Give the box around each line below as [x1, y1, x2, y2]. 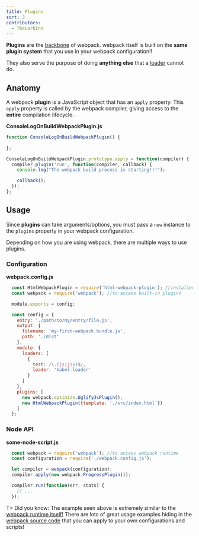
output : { [17, 323, 41, 329]
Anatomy [6, 83, 41, 93]
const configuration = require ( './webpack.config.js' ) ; [11, 455, 152, 462]
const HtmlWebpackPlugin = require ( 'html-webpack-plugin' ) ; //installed [11, 285, 195, 291]
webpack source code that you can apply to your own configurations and [6, 517, 185, 524]
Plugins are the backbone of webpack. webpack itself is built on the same [6, 42, 188, 49]
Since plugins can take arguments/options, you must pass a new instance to [6, 221, 191, 228]
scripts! [6, 523, 25, 530]
